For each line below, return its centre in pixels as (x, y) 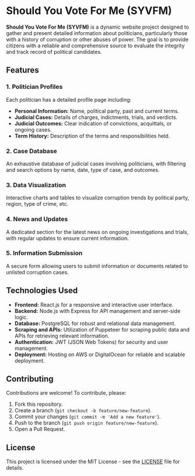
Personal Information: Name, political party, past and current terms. (97, 111)
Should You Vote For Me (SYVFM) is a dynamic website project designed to (97, 27)
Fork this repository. (39, 404)
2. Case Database (32, 151)
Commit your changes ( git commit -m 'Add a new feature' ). (88, 417)
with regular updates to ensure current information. (68, 238)
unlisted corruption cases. (37, 272)
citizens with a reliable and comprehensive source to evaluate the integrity (95, 46)
